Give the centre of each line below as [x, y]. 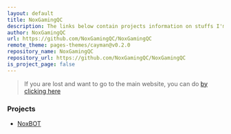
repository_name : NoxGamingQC [51, 52]
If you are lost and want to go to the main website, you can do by [116, 83]
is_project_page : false [41, 64]
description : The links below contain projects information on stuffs [110, 26]
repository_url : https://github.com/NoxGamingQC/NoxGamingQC [97, 58]
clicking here [42, 91]
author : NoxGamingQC [37, 32]
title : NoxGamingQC [35, 20]
